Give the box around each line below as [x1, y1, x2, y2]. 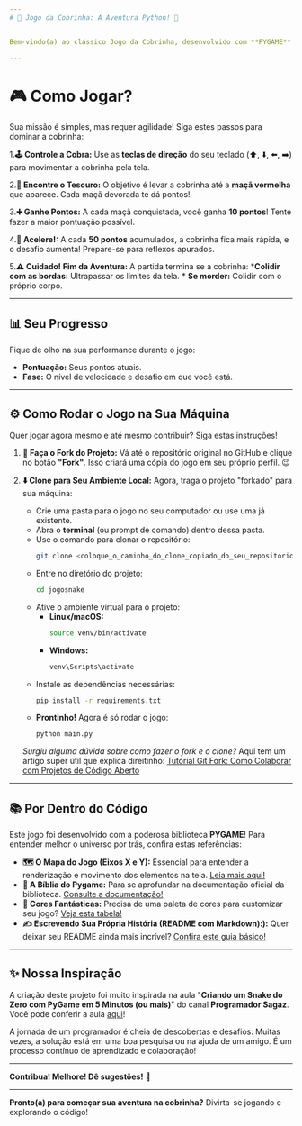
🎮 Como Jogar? [9, 86, 133, 106]
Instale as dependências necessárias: [35, 678, 175, 689]
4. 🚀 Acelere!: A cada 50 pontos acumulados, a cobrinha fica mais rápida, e [9, 234, 289, 245]
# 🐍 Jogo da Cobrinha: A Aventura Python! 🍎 [9, 13, 179, 23]
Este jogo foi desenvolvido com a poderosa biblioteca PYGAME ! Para [9, 830, 266, 840]
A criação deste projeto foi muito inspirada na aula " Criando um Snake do [9, 989, 283, 1000]
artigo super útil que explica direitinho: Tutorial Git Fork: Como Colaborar [22, 756, 292, 767]
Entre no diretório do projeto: [35, 568, 144, 578]
